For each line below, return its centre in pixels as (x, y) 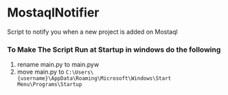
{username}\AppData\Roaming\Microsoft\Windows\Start (94, 78)
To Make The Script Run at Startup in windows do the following (114, 50)
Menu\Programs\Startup (49, 85)
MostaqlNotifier (53, 13)
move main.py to (41, 72)
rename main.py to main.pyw (58, 65)
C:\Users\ (80, 73)
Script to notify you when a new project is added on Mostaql (92, 32)
